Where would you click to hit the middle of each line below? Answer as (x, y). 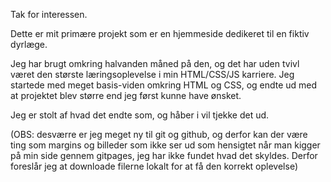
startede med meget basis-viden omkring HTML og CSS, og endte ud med (164, 85)
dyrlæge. (29, 44)
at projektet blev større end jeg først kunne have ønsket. (126, 95)
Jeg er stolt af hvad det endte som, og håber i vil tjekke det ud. (140, 115)
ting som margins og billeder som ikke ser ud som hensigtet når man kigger (165, 145)
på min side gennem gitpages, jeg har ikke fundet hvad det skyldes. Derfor (164, 155)
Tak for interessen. (49, 14)
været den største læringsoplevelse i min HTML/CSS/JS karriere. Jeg (152, 74)
